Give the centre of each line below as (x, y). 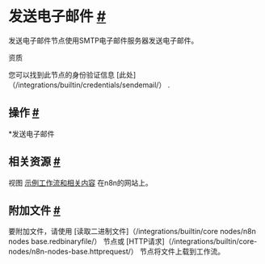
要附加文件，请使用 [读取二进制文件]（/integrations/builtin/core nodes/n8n (132, 232)
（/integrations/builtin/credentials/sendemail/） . (89, 85)
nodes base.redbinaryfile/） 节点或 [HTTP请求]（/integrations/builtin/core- (133, 241)
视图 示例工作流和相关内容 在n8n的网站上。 (81, 182)
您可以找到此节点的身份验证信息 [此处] (72, 74)
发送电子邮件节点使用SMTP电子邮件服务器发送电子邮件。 (103, 40)
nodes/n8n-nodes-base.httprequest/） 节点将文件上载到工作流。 (117, 252)
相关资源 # (34, 162)
